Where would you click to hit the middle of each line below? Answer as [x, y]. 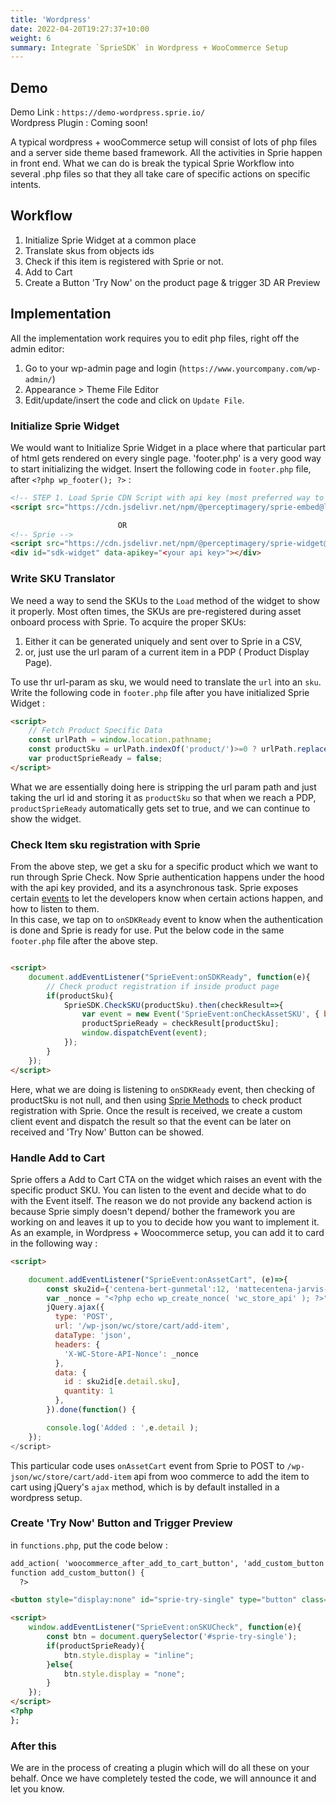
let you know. [37, 1789]
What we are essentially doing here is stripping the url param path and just [163, 787]
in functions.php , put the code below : [89, 1545]
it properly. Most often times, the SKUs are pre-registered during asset [156, 611]
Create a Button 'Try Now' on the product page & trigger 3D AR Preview [172, 282]
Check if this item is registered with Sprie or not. [124, 261]
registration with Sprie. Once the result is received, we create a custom [156, 1110]
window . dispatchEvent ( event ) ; [144, 1033]
